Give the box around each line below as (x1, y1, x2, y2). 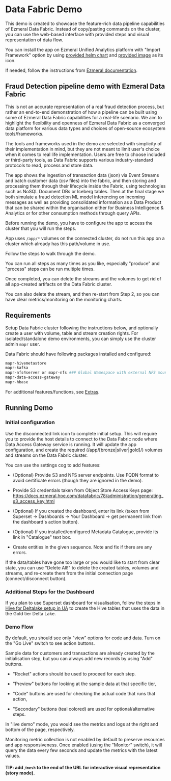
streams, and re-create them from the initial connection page (5, 570, 133, 576)
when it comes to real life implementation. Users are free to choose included (5, 151, 165, 158)
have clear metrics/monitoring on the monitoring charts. (5, 296, 123, 302)
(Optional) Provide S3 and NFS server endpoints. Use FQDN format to (12, 472, 159, 478)
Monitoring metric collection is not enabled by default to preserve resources (5, 737, 165, 743)
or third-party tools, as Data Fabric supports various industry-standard (5, 157, 154, 163)
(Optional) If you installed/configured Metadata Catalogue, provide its (12, 529, 159, 535)
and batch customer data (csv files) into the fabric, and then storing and (5, 177, 156, 184)
